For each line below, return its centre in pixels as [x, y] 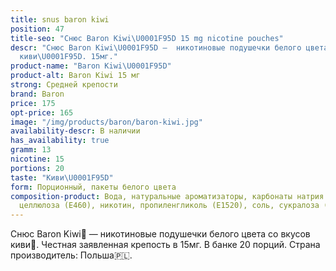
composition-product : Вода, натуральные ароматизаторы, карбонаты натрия [167, 196]
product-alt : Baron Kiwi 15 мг [75, 76]
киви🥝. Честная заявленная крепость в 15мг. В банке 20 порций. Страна [165, 245]
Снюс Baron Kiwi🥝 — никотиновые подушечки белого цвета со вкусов [160, 234]
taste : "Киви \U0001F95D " [62, 177]
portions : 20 [37, 168]
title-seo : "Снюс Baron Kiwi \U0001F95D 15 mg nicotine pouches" [147, 38]
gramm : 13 [31, 150]
